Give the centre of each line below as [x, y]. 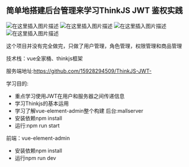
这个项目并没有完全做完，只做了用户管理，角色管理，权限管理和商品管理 [94, 45]
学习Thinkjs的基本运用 [42, 103]
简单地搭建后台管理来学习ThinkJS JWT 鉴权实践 [94, 11]
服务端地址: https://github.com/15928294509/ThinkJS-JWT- [79, 71]
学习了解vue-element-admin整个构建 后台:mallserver [79, 110]
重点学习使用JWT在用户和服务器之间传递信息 [70, 96]
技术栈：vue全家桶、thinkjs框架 [45, 58]
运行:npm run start [37, 125]
